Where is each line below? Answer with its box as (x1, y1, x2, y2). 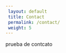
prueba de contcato (5, 41, 53, 48)
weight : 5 (8, 24, 32, 31)
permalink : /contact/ (8, 19, 60, 25)
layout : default (8, 8, 47, 15)
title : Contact (8, 14, 45, 20)
